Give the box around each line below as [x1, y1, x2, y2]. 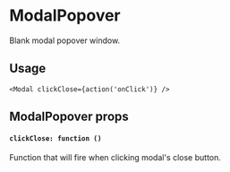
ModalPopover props [9, 109, 130, 125]
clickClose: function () [9, 133, 102, 143]
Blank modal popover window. [9, 35, 121, 46]
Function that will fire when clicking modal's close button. [9, 152, 222, 163]
